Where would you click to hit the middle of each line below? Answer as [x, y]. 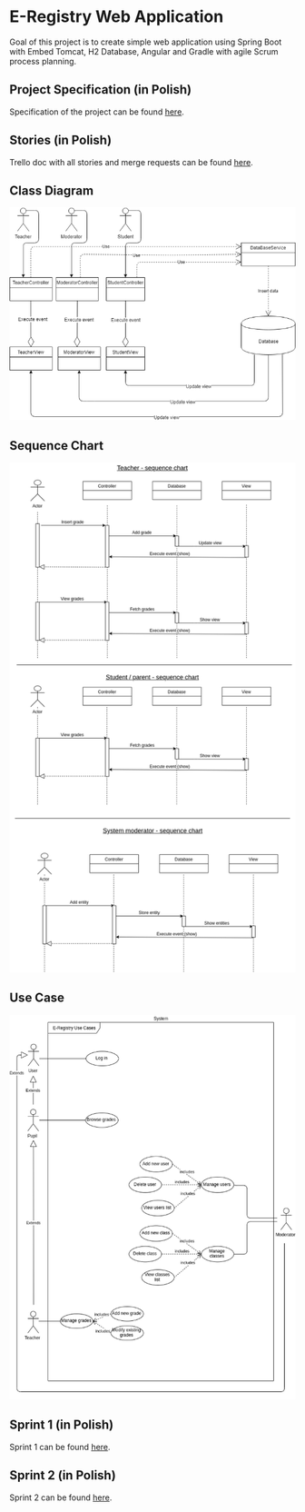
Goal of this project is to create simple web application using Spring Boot [146, 42]
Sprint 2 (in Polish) [63, 1475]
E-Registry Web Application [117, 17]
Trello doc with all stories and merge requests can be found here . [132, 162]
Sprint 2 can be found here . [61, 1497]
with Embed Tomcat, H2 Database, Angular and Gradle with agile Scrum [144, 51]
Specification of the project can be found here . [97, 112]
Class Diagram [51, 190]
